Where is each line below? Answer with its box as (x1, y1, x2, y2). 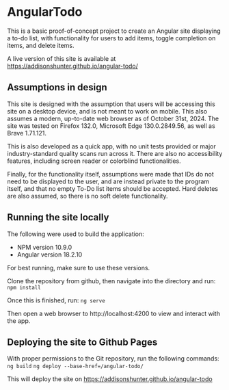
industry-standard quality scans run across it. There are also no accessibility (7, 149, 223, 157)
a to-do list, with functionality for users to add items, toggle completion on (7, 34, 216, 42)
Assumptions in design (7, 81, 107, 93)
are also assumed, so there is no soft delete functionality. (7, 192, 169, 200)
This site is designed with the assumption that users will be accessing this (7, 100, 215, 108)
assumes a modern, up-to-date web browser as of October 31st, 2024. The (7, 114, 219, 122)
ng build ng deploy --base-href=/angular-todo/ (7, 363, 144, 370)
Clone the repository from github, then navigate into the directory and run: (7, 276, 216, 285)
